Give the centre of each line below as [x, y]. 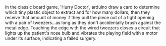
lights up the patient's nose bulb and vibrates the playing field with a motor [82, 33]
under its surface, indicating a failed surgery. [51, 38]
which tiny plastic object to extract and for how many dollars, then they [78, 12]
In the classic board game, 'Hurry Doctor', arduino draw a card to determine [83, 7]
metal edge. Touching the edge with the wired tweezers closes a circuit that [83, 28]
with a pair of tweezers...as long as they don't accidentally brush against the [83, 23]
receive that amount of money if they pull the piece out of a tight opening [80, 17]
